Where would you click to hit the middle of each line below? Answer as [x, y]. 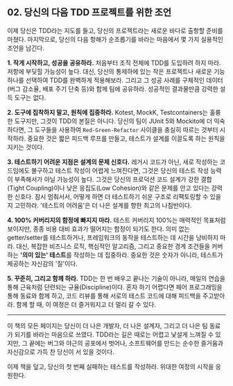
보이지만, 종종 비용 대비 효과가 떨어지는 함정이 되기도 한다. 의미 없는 [98, 229]
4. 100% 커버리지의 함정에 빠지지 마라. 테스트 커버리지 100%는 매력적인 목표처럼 [116, 220]
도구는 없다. [30, 97]
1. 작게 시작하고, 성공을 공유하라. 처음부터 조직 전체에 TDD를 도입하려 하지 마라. [114, 63]
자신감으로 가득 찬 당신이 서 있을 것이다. [61, 352]
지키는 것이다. [26, 147]
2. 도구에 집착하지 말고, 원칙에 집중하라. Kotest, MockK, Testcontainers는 [107, 112]
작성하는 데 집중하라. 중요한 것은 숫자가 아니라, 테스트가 [148, 255]
